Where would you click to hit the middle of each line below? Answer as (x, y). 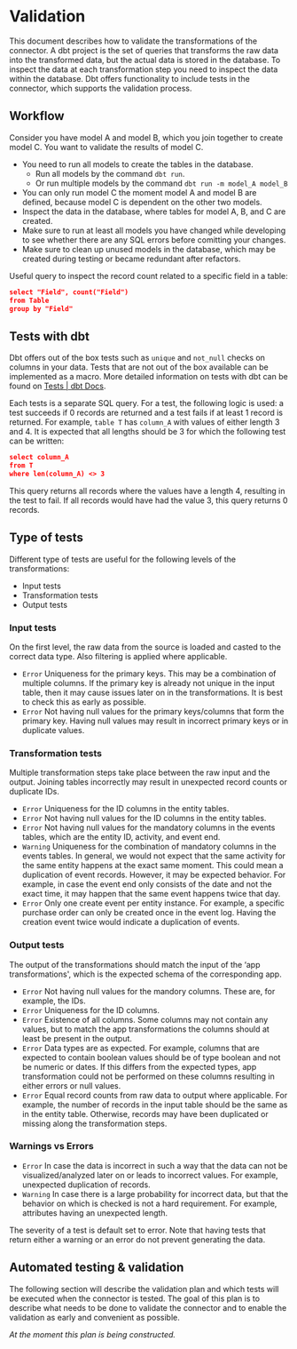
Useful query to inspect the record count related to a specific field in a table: (148, 275)
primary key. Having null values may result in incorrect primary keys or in (155, 721)
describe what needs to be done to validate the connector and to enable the (148, 1307)
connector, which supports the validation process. (101, 88)
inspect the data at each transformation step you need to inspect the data (144, 69)
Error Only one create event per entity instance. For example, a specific (153, 903)
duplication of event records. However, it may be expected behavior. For (154, 875)
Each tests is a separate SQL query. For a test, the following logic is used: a (146, 403)
